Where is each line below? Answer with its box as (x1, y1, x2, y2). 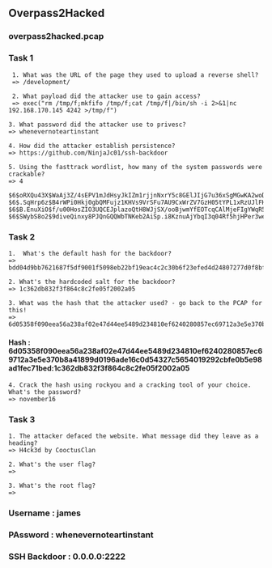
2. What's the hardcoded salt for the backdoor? (8, 278, 176, 286)
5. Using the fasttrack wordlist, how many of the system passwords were (8, 163, 263, 171)
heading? (8, 439, 38, 447)
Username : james (8, 507, 82, 519)
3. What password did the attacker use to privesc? (8, 121, 186, 129)
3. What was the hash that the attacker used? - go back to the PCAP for (8, 299, 263, 307)
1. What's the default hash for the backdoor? (8, 249, 172, 257)
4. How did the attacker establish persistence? (8, 142, 176, 150)
